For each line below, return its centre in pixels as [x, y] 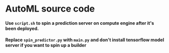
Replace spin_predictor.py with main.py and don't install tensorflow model [85, 40]
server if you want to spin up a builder [46, 45]
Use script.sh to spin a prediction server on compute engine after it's [80, 23]
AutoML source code [50, 9]
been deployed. [22, 28]
